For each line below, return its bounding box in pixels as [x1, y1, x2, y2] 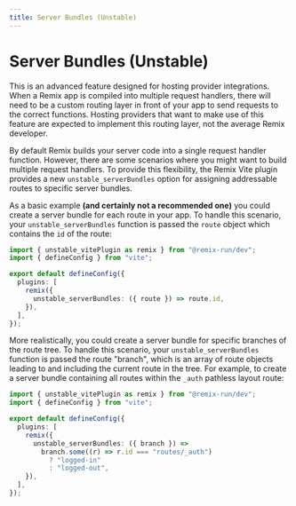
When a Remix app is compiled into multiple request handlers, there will [9, 90, 271, 100]
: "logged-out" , [48, 463, 109, 473]
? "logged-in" [48, 455, 101, 464]
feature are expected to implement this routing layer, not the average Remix [9, 118, 285, 129]
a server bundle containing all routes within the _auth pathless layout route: [9, 373, 284, 383]
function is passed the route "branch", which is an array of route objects [9, 354, 274, 365]
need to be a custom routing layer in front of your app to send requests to [9, 99, 278, 110]
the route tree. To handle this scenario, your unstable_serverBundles [9, 344, 260, 355]
